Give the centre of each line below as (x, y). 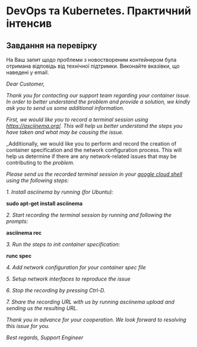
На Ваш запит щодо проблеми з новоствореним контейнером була (91, 60)
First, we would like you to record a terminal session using (77, 119)
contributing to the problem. (40, 163)
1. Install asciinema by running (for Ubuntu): (60, 192)
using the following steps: (38, 180)
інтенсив (29, 23)
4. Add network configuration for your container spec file (76, 267)
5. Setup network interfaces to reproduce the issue (68, 279)
